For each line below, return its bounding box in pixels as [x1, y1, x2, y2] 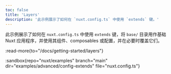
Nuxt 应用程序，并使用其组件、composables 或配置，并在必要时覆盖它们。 [5, 38, 162, 44]
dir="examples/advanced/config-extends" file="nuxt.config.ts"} [5, 63, 140, 69]
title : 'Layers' [5, 12, 40, 17]
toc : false [5, 7, 29, 13]
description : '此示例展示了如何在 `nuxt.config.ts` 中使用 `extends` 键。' [5, 17, 159, 22]
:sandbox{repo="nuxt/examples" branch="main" [5, 58, 108, 64]
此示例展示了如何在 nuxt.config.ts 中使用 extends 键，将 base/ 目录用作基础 [5, 31, 166, 38]
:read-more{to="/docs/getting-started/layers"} [5, 48, 104, 54]
